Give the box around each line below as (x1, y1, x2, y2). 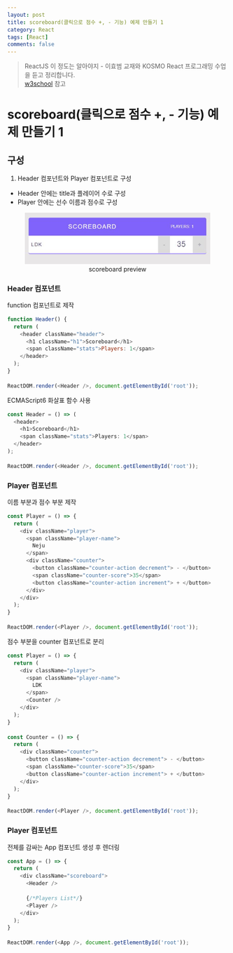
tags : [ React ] (7, 34, 49, 41)
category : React (7, 26, 55, 33)
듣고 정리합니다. (31, 71, 76, 79)
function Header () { (7, 316, 68, 323)
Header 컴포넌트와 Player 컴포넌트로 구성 (17, 174, 132, 182)
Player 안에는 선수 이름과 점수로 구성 (17, 198, 118, 206)
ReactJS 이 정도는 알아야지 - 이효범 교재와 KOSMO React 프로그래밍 (24, 62, 213, 70)
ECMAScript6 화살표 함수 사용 (7, 396, 91, 404)
